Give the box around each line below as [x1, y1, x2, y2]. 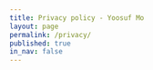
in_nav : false [9, 47, 64, 56]
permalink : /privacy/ [9, 30, 92, 39]
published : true [9, 38, 71, 48]
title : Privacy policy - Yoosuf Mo [9, 13, 145, 23]
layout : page [9, 22, 59, 31]
